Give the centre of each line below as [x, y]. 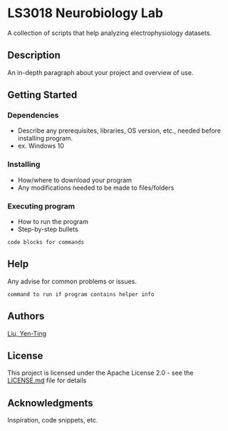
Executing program [41, 206]
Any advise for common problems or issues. [72, 281]
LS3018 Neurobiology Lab [85, 13]
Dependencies [33, 116]
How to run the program [53, 222]
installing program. [45, 138]
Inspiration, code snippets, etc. [53, 420]
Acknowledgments [51, 403]
